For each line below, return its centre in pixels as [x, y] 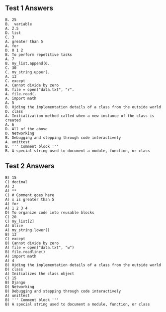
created [13, 120]
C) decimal [16, 182]
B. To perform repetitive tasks [39, 54]
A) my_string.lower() [28, 230]
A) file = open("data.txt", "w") [40, 247]
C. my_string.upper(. [28, 72]
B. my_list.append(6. [28, 63]
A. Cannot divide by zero [32, 85]
